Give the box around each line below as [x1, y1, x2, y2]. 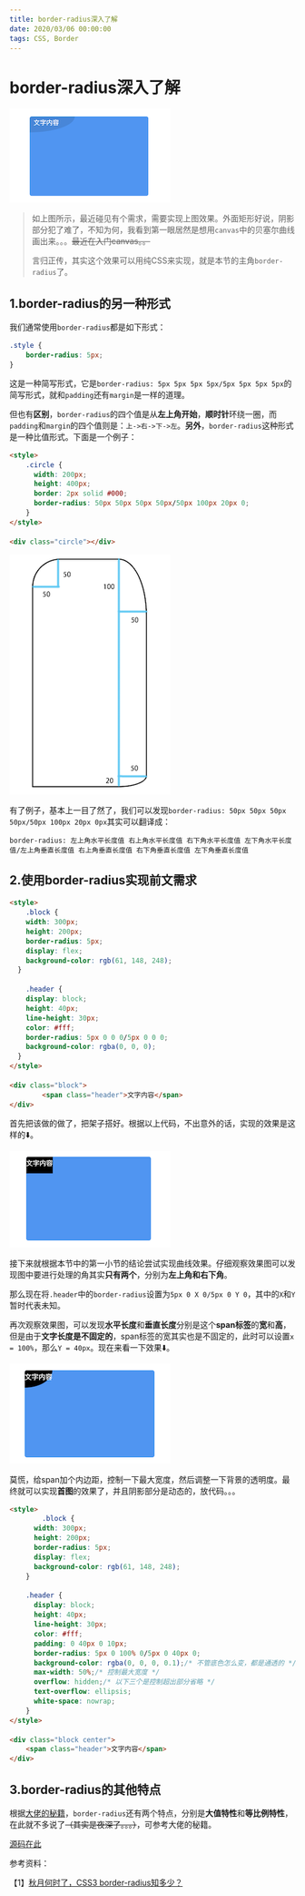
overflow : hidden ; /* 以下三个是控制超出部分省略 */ [33, 1677, 216, 1687]
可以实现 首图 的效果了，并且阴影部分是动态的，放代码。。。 [25, 1485, 241, 1496]
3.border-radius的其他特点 [9, 1781, 162, 1798]
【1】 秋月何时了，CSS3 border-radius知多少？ [9, 1877, 183, 1888]
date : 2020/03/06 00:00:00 [9, 24, 112, 34]
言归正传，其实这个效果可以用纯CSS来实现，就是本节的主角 [31, 255, 255, 266]
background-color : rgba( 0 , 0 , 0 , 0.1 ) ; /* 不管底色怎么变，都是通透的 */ [33, 1658, 297, 1667]
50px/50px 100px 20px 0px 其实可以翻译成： [9, 816, 171, 827]
